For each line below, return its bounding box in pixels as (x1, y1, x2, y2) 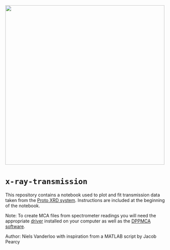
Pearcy (5, 238, 20, 244)
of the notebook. (5, 203, 40, 209)
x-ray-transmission (5, 177, 88, 187)
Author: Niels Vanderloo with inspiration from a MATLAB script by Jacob (5, 233, 157, 239)
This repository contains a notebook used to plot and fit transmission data (5, 191, 160, 198)
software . (5, 223, 25, 229)
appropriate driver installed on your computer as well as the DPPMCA (5, 218, 151, 224)
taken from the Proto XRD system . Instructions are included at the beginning (5, 197, 165, 203)
